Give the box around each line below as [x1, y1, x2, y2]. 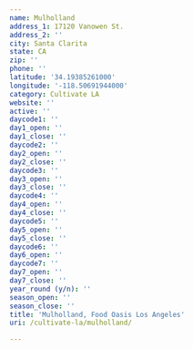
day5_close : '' [9, 233, 67, 242]
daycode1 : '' [9, 115, 59, 124]
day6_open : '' [9, 251, 64, 260]
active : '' [9, 107, 51, 116]
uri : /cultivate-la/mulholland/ [9, 318, 132, 328]
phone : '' [9, 65, 47, 74]
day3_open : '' [9, 174, 64, 183]
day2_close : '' [9, 157, 67, 167]
